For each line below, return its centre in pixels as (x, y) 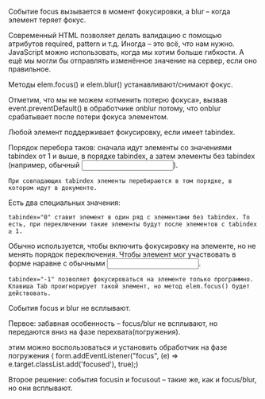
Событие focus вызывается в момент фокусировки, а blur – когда (119, 12)
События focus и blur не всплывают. (69, 308)
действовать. (30, 293)
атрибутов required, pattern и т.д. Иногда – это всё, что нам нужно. (122, 44)
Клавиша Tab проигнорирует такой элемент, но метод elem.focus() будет (129, 286)
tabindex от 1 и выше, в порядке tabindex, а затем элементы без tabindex (132, 156)
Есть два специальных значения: (64, 203)
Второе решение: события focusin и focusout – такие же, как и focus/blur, (132, 380)
